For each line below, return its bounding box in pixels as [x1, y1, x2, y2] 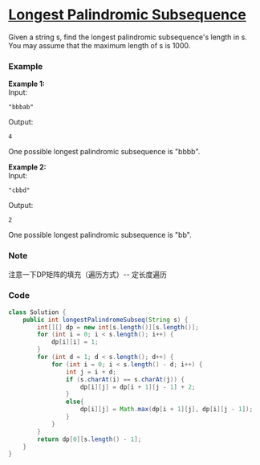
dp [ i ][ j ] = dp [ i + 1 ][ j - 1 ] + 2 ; [79, 383, 196, 391]
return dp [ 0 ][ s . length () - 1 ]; [37, 435, 142, 443]
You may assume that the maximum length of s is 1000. [8, 40, 191, 50]
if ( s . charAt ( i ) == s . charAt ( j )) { [65, 375, 185, 383]
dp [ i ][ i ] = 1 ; [51, 338, 99, 346]
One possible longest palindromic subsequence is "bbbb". [8, 147, 201, 157]
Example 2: [8, 162, 47, 172]
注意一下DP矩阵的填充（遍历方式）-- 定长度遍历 [8, 269, 167, 279]
